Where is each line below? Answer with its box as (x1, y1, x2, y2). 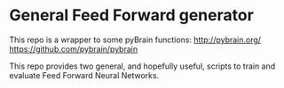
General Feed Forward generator (9, 5, 255, 26)
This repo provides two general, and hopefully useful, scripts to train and (9, 61, 276, 71)
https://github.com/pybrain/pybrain (9, 43, 138, 54)
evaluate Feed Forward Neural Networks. (9, 70, 160, 80)
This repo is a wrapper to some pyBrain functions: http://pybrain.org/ (9, 34, 262, 45)
